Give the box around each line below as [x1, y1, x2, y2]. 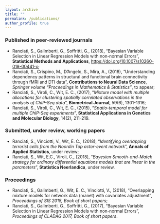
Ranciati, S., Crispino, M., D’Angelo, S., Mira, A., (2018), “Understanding [12, 69, 155, 75]
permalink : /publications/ [5, 16, 60, 21]
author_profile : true [5, 20, 49, 26]
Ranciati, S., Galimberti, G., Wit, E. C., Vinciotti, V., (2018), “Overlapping [12, 187, 154, 193]
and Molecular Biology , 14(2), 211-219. [12, 115, 90, 121]
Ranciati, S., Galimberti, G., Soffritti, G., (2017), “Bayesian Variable [12, 203, 143, 209]
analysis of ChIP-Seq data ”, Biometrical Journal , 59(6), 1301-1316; [12, 99, 146, 105]
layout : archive [5, 7, 38, 12]
